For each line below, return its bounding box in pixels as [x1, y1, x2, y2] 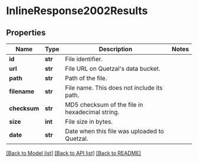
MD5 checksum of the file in [65, 101, 143, 108]
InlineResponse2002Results [6, 4, 148, 18]
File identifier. [65, 55, 103, 63]
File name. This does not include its [65, 84, 163, 92]
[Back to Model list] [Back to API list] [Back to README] [6, 150, 141, 157]
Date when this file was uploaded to [65, 127, 164, 135]
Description [98, 45, 133, 53]
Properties [6, 28, 46, 38]
